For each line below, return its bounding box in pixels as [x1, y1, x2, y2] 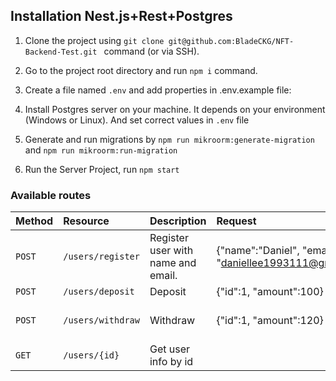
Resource [63, 214, 110, 228]
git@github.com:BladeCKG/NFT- [168, 36, 295, 46]
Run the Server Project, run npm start [24, 163, 180, 175]
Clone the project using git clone [24, 34, 165, 46]
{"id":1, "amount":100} [216, 285, 324, 299]
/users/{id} [63, 350, 120, 361]
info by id [149, 355, 194, 369]
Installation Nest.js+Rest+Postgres [10, 8, 233, 25]
